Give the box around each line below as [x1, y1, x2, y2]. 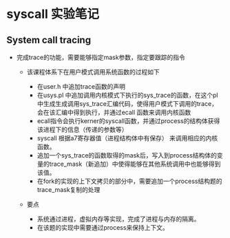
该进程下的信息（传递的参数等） [36, 125, 128, 133]
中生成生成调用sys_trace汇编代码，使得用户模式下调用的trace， [36, 100, 218, 107]
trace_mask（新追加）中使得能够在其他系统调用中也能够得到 [49, 160, 221, 168]
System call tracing [6, 34, 91, 45]
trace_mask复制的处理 [36, 186, 101, 193]
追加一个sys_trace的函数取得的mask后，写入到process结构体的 [36, 151, 218, 159]
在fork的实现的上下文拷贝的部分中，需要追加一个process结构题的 [36, 177, 222, 185]
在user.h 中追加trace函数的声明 [36, 83, 125, 90]
